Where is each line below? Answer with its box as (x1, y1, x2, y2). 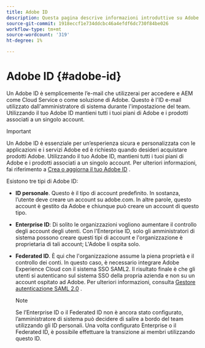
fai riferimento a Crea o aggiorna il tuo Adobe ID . (6, 165, 131, 172)
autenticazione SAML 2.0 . (15, 285, 82, 292)
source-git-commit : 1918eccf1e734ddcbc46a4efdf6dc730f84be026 (6, 20, 169, 26)
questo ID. (15, 334, 42, 342)
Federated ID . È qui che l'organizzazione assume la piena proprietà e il (15, 252, 195, 260)
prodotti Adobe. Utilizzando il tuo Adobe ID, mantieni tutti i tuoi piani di (6, 152, 184, 160)
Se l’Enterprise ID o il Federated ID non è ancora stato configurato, (15, 308, 184, 316)
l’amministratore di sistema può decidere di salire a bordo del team (15, 315, 184, 322)
